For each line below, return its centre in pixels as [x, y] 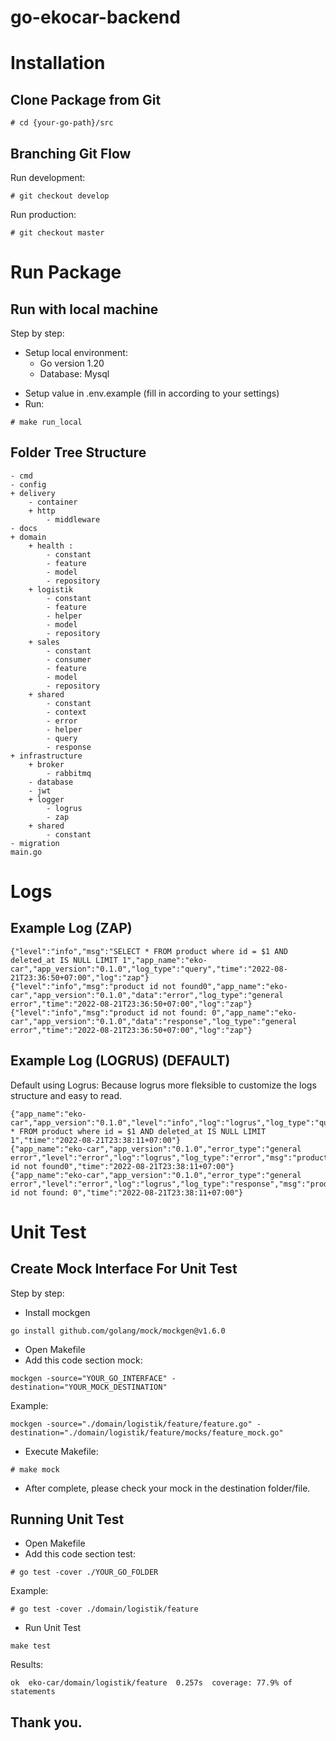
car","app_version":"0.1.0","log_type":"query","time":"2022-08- [149, 969]
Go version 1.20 [72, 363]
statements [33, 1692]
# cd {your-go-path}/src [62, 123]
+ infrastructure [46, 756]
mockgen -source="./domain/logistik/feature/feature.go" [131, 1424]
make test [31, 1646]
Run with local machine [84, 309]
